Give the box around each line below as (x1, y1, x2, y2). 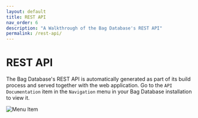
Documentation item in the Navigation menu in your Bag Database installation (6, 88, 192, 95)
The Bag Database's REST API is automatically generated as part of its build (6, 76, 191, 83)
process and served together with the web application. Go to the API (6, 82, 173, 89)
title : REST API (6, 14, 46, 20)
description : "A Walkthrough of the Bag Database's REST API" (6, 25, 163, 31)
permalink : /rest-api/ (6, 31, 62, 37)
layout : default (6, 8, 46, 15)
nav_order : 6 (6, 19, 38, 25)
